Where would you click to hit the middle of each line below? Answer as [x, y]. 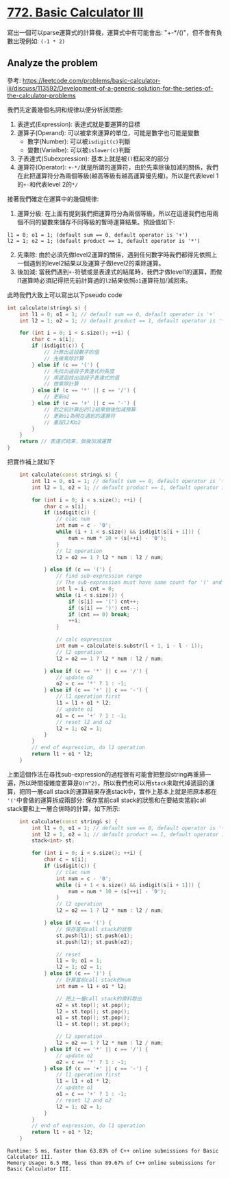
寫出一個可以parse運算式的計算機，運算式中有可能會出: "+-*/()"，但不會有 [112, 32]
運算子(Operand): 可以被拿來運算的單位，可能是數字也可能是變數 [108, 132]
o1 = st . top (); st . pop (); [93, 1018]
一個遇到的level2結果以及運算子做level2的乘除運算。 [91, 263]
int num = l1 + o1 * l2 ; [91, 986]
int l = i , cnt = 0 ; [85, 589]
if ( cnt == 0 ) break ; [99, 614]
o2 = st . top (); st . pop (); [93, 1005]
